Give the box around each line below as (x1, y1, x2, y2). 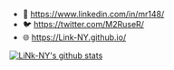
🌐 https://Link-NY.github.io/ (22, 32, 127, 43)
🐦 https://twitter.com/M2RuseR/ (22, 19, 145, 29)
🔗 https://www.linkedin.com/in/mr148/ (22, 9, 165, 19)
